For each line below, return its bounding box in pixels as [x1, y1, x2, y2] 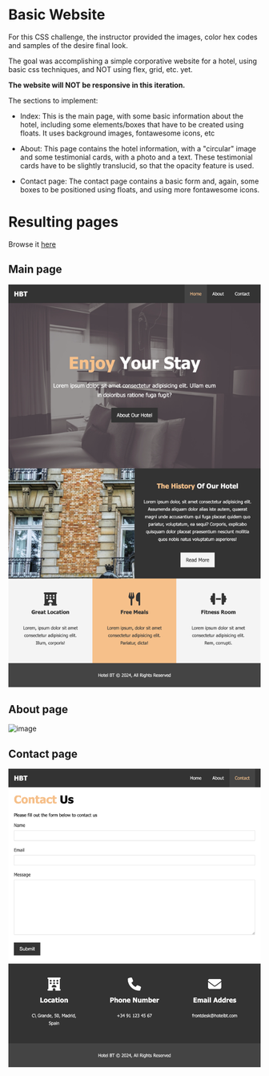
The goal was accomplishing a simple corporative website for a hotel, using [8, 56, 258, 66]
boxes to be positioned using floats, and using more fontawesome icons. [19, 184, 260, 194]
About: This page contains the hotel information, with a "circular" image [19, 143, 257, 153]
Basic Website [8, 6, 106, 24]
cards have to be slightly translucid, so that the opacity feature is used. [19, 160, 255, 170]
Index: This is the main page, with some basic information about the [19, 111, 244, 121]
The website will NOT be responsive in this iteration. [8, 80, 186, 90]
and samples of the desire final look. [8, 40, 128, 50]
